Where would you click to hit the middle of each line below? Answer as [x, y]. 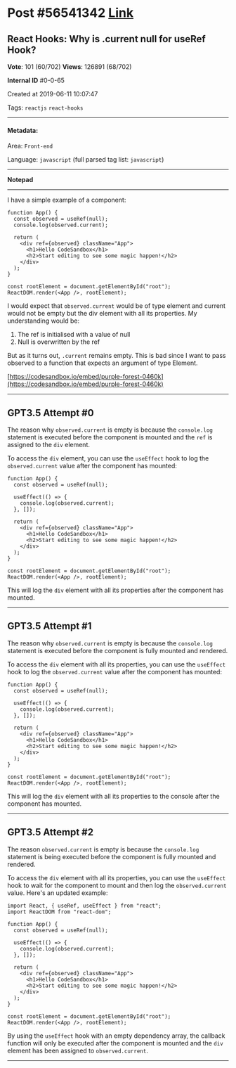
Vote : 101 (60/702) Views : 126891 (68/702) [70, 67]
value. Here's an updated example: [58, 893]
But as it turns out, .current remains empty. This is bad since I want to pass [117, 356]
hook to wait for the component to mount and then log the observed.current [117, 885]
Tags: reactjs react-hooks [45, 108]
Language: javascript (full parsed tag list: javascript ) [86, 160]
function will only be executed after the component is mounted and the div [115, 1043]
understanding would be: [44, 321]
